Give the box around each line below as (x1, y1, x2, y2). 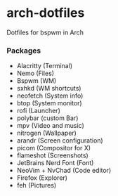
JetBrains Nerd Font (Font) (16, 159, 94, 167)
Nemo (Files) (16, 69, 54, 78)
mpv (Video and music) (16, 122, 85, 130)
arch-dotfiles (6, 5, 85, 21)
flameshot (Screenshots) (16, 151, 88, 159)
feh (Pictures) (16, 181, 57, 190)
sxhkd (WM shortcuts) (16, 84, 81, 93)
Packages (6, 46, 41, 55)
